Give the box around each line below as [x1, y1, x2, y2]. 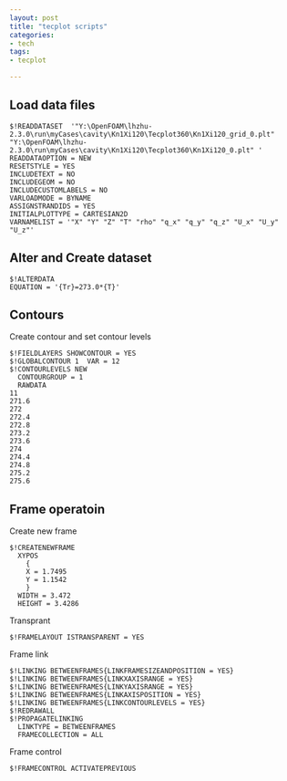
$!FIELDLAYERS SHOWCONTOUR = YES [9, 349, 137, 359]
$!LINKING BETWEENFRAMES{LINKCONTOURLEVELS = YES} [9, 699, 206, 708]
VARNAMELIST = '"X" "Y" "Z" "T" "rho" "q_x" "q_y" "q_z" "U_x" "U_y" [9, 217, 280, 226]
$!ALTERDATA [9, 275, 55, 284]
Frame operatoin [9, 501, 106, 516]
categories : [9, 30, 55, 39]
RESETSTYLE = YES [9, 161, 76, 171]
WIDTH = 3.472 [17, 591, 71, 600]
